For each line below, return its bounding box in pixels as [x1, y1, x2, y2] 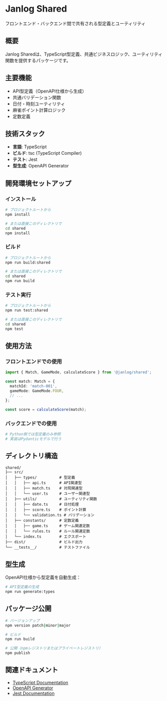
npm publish [5, 650, 30, 655]
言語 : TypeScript [12, 144, 47, 150]
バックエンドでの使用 [5, 420, 57, 427]
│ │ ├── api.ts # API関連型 [5, 480, 82, 486]
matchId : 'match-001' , [10, 384, 57, 389]
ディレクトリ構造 [5, 452, 58, 460]
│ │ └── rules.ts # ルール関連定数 [5, 529, 91, 534]
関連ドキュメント [5, 666, 58, 674]
